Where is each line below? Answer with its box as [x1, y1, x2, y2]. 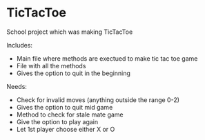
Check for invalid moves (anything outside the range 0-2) [16, 95, 180, 104]
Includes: [6, 41, 32, 49]
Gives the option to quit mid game [16, 103, 113, 111]
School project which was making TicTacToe [6, 28, 133, 36]
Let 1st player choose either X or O [16, 125, 115, 133]
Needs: [6, 82, 27, 90]
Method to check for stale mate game [16, 110, 124, 119]
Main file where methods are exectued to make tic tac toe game [16, 54, 198, 63]
